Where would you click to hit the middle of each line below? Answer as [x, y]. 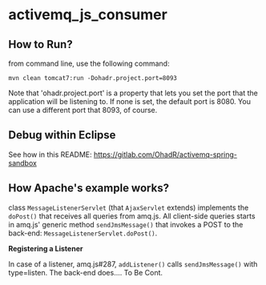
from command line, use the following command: [89, 63]
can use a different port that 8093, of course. [83, 110]
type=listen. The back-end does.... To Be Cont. [85, 272]
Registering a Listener [46, 248]
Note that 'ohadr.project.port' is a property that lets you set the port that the [133, 93]
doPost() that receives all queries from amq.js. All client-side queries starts [132, 216]
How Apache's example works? [89, 189]
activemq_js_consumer [88, 15]
